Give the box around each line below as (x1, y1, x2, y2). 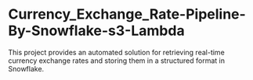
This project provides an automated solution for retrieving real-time (8, 47, 225, 57)
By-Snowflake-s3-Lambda (8, 22, 186, 40)
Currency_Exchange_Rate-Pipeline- (8, 5, 247, 23)
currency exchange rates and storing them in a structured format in (8, 56, 226, 65)
